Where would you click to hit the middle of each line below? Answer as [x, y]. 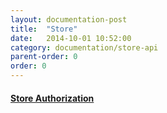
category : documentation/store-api [84, 47]
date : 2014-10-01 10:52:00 [71, 38]
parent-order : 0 [44, 57]
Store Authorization [52, 98]
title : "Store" [44, 29]
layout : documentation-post [69, 19]
